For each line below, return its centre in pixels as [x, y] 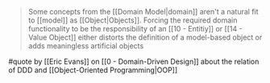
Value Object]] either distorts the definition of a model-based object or [145, 37]
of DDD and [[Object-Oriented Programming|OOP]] [93, 70]
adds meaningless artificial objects [86, 46]
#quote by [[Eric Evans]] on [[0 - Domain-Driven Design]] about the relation [134, 61]
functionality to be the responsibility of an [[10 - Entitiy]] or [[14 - [135, 29]
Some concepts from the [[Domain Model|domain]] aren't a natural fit [143, 12]
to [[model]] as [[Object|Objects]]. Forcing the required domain [133, 20]
